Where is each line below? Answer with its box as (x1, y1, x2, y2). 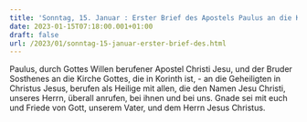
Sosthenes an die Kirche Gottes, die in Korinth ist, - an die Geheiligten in (9, 74, 281, 85)
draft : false (9, 30, 59, 39)
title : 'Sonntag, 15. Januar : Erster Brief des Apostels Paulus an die (9, 13, 292, 23)
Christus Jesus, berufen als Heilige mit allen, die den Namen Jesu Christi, (9, 83, 286, 94)
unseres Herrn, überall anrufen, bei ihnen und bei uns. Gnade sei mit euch (9, 93, 288, 104)
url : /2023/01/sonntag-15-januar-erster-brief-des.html (9, 38, 227, 48)
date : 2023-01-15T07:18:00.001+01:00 (9, 22, 153, 31)
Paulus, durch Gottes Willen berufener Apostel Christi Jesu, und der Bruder (9, 64, 292, 75)
